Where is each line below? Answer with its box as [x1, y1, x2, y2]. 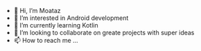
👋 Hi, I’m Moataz [13, 7, 61, 14]
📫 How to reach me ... [13, 37, 78, 44]
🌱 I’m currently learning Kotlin [13, 21, 98, 29]
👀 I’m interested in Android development [13, 14, 129, 22]
